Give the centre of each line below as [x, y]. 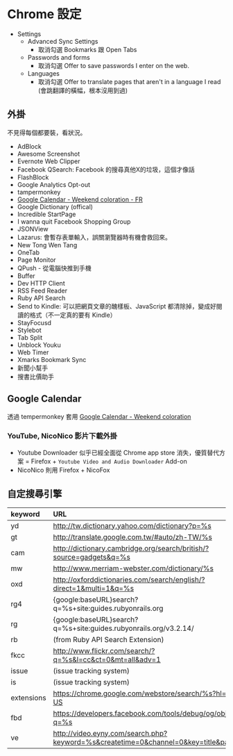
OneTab [28, 252]
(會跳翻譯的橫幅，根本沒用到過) [83, 90]
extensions [28, 698]
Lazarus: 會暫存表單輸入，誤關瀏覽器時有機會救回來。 [94, 237]
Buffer [26, 276]
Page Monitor [37, 260]
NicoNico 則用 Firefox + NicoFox [63, 470]
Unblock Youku [39, 345]
